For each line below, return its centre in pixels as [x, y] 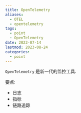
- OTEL [16, 19]
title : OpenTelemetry [28, 10]
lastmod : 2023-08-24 [27, 47]
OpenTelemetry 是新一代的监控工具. [41, 71]
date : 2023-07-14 [23, 43]
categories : [17, 52]
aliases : [14, 15]
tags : [11, 29]
